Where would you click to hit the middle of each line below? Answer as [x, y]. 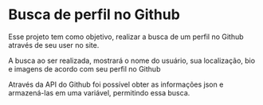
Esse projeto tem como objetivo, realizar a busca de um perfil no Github [126, 37]
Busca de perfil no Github [94, 15]
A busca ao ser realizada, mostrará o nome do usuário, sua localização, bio [132, 60]
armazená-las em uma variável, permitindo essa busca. [99, 92]
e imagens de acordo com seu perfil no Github [84, 68]
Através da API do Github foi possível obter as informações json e [116, 84]
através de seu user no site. [54, 45]
